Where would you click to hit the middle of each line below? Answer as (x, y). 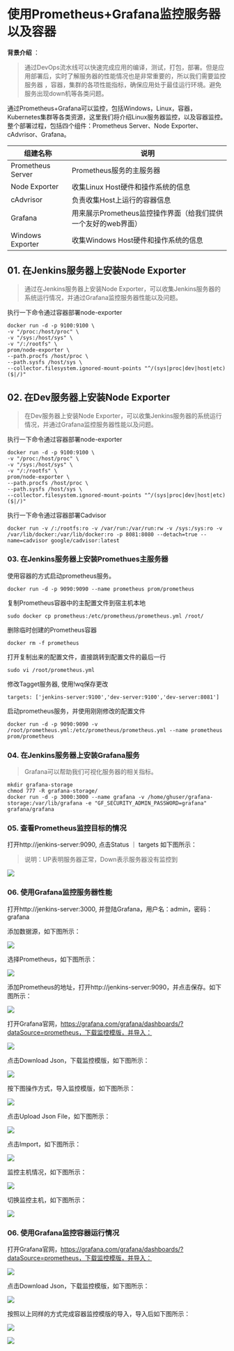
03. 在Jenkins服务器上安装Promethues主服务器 (88, 559)
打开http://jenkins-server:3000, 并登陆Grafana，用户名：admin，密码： (110, 909)
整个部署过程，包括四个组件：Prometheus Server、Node (88, 126)
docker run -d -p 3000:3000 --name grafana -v (76, 797)
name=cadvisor (28, 540)
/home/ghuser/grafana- (180, 797)
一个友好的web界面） (107, 223)
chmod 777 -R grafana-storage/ (53, 791)
